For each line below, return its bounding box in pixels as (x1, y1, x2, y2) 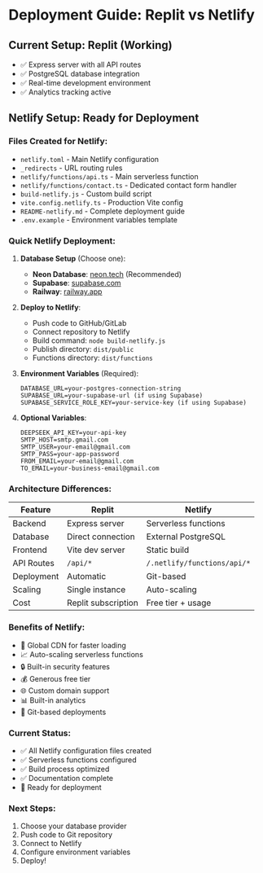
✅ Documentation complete (20, 773, 114, 783)
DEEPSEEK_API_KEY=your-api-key (20, 428, 127, 436)
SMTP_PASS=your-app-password (20, 450, 120, 458)
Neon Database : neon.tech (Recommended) (32, 269, 182, 279)
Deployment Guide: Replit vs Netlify (8, 6, 255, 24)
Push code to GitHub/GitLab (32, 318, 127, 327)
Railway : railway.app (32, 287, 103, 296)
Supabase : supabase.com (32, 278, 121, 287)
